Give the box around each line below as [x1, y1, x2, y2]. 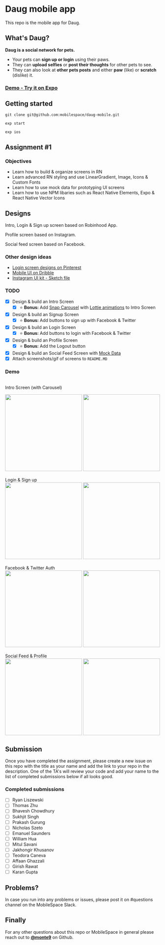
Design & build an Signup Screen [12, 311, 79, 317]
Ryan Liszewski [12, 797, 44, 803]
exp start [5, 121, 26, 126]
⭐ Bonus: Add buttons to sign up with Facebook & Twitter [19, 317, 136, 323]
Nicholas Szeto [12, 825, 43, 831]
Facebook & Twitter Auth [5, 565, 55, 571]
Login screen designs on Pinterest [12, 265, 82, 270]
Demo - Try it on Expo [5, 84, 58, 91]
